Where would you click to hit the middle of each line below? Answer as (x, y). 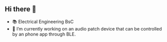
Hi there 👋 (21, 9)
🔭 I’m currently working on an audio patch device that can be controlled (87, 28)
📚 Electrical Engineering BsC (43, 21)
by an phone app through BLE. (44, 34)
